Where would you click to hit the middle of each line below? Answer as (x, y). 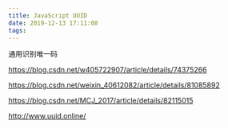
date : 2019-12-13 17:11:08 (53, 23)
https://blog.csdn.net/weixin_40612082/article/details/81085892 (114, 85)
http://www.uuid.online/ (47, 116)
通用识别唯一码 (33, 54)
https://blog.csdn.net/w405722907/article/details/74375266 (108, 70)
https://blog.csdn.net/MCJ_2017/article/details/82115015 (101, 101)
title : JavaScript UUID (48, 16)
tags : (17, 30)
